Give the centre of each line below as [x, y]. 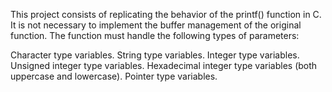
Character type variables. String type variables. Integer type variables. [155, 55]
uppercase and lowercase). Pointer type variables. [114, 76]
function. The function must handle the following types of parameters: [155, 35]
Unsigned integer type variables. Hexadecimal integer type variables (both [164, 65]
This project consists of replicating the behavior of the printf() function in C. [166, 14]
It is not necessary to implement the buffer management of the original [156, 25]
